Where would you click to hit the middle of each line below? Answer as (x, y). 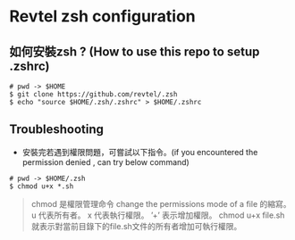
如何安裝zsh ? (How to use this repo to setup (135, 51)
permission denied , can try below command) (105, 161)
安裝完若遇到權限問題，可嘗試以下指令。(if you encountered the (140, 152)
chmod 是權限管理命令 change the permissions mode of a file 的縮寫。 (161, 203)
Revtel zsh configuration (103, 17)
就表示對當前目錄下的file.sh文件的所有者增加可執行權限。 (136, 226)
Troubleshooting (57, 130)
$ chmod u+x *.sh (42, 186)
